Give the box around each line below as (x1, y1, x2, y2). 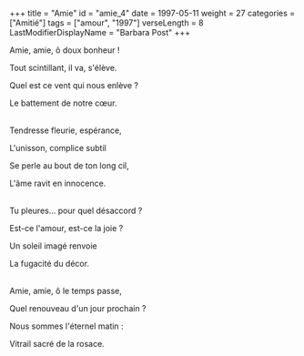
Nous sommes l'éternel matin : (9, 320, 125, 331)
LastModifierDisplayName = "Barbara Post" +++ (9, 27, 191, 37)
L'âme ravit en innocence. (9, 178, 106, 188)
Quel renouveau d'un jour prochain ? (9, 303, 147, 313)
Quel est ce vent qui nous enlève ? (9, 80, 139, 90)
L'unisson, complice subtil (9, 143, 106, 153)
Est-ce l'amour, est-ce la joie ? (9, 223, 124, 233)
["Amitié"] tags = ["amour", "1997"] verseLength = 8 (9, 17, 204, 28)
